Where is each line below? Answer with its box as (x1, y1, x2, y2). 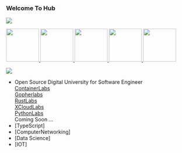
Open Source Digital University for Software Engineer (14, 79, 143, 86)
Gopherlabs (14, 91, 43, 98)
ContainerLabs (14, 85, 51, 92)
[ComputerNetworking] (14, 128, 71, 135)
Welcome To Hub (6, 4, 55, 12)
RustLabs (14, 97, 37, 104)
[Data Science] (14, 135, 51, 142)
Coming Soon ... (14, 116, 54, 123)
